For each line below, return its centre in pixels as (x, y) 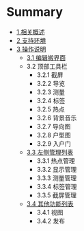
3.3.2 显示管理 (57, 169)
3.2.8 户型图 (54, 135)
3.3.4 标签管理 (57, 186)
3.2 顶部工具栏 (47, 66)
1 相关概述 (30, 32)
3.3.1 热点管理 (56, 161)
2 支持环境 (31, 40)
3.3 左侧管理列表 (50, 152)
